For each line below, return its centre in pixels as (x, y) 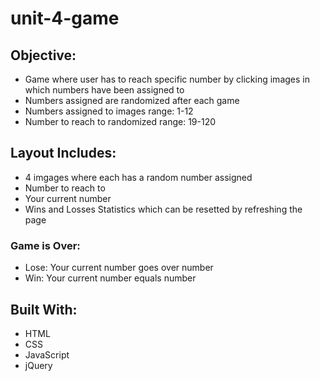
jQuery (38, 365)
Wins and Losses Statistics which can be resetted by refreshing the (163, 209)
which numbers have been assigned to (104, 90)
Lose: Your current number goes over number (119, 268)
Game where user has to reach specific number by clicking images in (167, 79)
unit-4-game (65, 18)
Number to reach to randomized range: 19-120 (120, 121)
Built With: (44, 309)
